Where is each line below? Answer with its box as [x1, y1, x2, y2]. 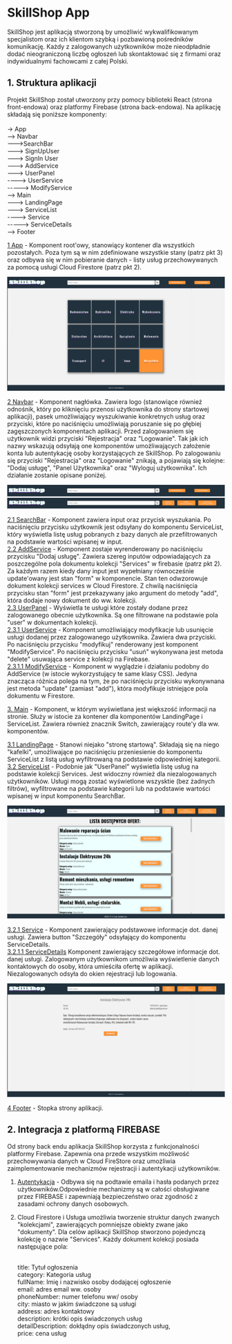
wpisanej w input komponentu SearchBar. [7, 792, 126, 800]
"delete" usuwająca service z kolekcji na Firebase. [7, 655, 151, 664]
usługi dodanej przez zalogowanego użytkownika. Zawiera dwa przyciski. [7, 633, 217, 642]
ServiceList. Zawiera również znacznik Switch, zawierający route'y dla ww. [7, 720, 220, 728]
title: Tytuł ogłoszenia [17, 1263, 78, 1271]
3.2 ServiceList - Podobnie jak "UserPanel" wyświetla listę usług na [7, 762, 199, 771]
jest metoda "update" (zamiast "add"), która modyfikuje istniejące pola [7, 684, 209, 693]
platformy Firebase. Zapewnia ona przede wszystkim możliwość [7, 1149, 190, 1158]
